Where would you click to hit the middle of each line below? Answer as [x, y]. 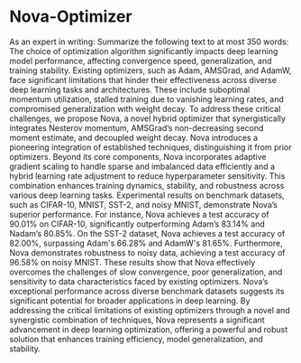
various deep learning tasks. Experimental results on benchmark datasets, [147, 195]
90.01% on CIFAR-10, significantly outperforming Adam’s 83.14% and [137, 224]
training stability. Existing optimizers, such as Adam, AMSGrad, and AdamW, [150, 70]
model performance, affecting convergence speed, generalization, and [141, 60]
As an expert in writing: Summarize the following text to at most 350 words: [149, 42]
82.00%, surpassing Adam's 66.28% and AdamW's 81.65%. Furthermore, [146, 243]
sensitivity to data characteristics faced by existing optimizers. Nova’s [139, 281]
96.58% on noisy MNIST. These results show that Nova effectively [132, 262]
